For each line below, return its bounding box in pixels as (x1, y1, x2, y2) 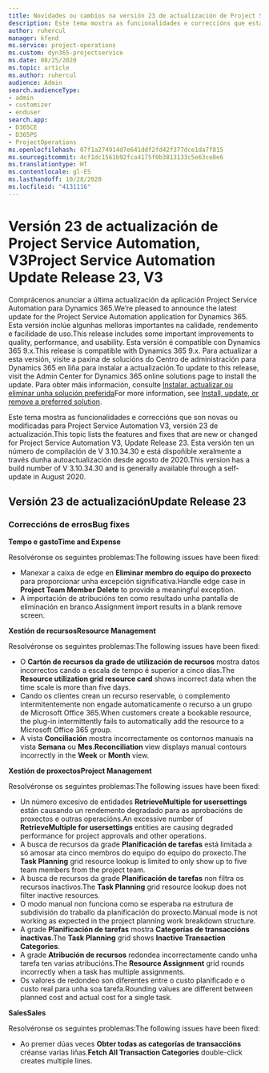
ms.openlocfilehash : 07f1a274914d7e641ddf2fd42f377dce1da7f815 (8, 146, 224, 154)
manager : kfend (8, 34, 59, 42)
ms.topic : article (8, 64, 70, 72)
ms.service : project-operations (8, 42, 116, 50)
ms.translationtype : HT (8, 161, 88, 169)
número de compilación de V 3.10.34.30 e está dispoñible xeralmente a (8, 446, 242, 456)
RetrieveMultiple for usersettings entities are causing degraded (19, 823, 234, 832)
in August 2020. (33, 471, 86, 481)
